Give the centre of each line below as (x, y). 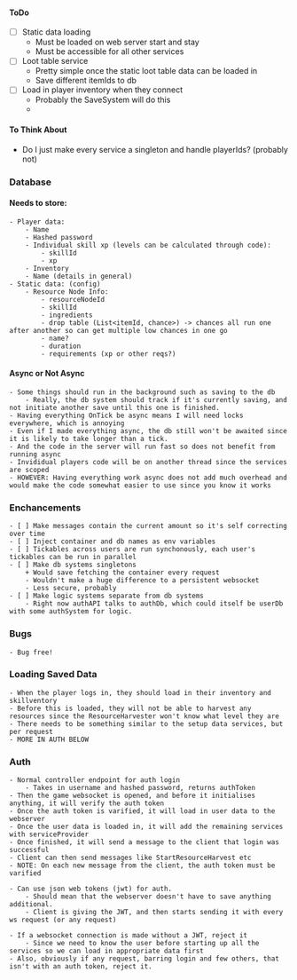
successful (29, 850)
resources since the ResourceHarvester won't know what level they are (144, 716)
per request (31, 731)
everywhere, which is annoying (67, 423)
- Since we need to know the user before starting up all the (142, 944)
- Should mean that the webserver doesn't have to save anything (148, 897)
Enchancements (45, 508)
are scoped (29, 470)
